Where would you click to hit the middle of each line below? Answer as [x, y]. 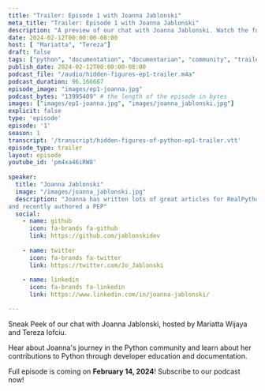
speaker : [22, 177]
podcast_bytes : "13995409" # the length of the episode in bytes [118, 96]
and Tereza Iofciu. [37, 332]
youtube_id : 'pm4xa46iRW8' [52, 163]
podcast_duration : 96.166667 [56, 81]
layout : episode [35, 155]
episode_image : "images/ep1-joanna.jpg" [76, 89]
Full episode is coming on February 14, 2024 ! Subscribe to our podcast [124, 371]
